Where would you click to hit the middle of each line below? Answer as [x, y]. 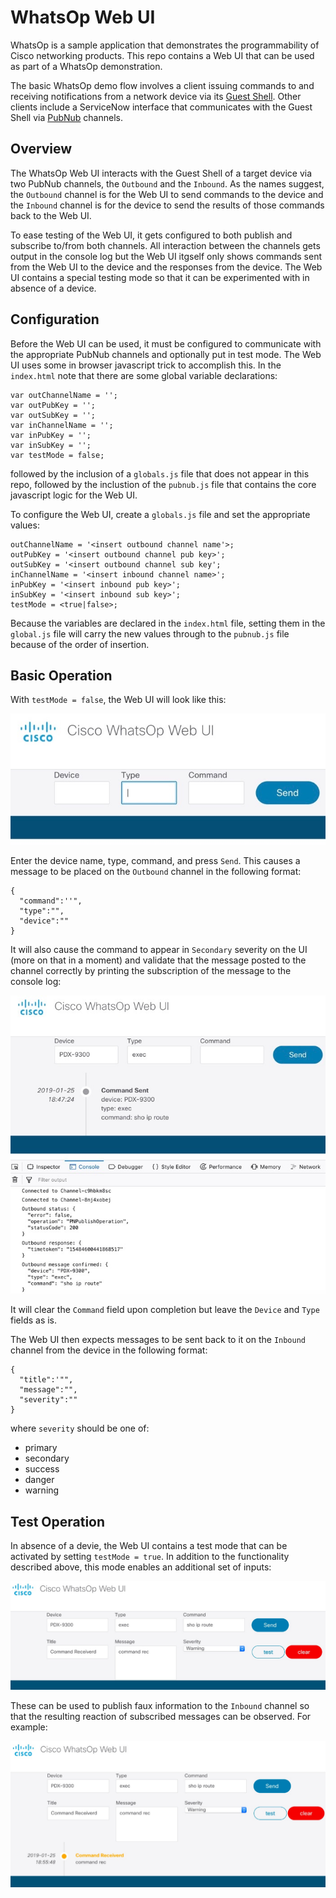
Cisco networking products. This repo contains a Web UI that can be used [162, 55]
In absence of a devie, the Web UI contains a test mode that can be [149, 1546]
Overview [41, 149]
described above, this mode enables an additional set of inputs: [141, 1567]
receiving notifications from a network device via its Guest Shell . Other [156, 96]
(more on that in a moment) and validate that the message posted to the [158, 960]
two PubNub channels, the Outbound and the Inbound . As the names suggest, [167, 183]
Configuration [55, 319]
